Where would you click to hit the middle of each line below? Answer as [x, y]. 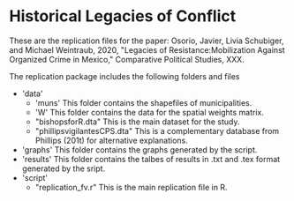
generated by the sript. [64, 168]
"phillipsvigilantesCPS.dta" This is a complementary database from [157, 130]
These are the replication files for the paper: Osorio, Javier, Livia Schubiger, [147, 41]
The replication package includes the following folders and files [124, 76]
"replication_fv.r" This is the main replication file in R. [131, 187]
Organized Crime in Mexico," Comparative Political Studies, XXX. [127, 59]
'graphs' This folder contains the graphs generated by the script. [139, 149]
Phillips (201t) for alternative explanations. [111, 140]
